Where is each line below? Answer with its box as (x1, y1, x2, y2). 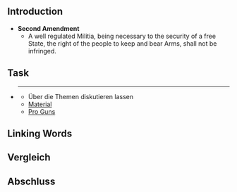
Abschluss (7, 175, 56, 187)
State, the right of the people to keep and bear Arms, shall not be (28, 39, 217, 48)
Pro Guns (28, 107, 56, 115)
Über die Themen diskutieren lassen (28, 92, 134, 101)
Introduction (7, 6, 63, 18)
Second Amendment (17, 24, 80, 32)
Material (28, 100, 52, 108)
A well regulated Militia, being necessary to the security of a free (28, 32, 217, 40)
